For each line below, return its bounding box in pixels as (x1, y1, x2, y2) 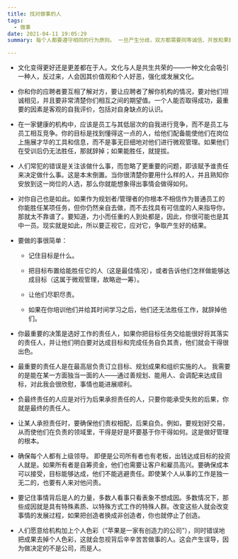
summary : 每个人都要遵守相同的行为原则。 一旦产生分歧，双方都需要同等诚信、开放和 (7, 37, 224, 44)
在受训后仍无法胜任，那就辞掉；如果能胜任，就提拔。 (17, 147, 174, 155)
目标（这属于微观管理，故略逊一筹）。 (34, 275, 144, 284)
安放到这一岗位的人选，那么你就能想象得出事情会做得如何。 (17, 179, 192, 188)
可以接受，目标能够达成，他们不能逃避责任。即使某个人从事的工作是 (17, 470, 217, 478)
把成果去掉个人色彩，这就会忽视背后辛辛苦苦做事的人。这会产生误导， (17, 535, 223, 543)
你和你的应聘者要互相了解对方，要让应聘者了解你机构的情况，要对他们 (17, 87, 223, 96)
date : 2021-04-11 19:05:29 (7, 30, 87, 38)
